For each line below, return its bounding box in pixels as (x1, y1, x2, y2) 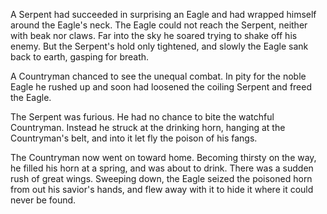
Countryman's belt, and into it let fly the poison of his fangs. (10, 132, 258, 144)
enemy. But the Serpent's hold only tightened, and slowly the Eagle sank (10, 40, 309, 52)
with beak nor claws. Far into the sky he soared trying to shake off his (10, 30, 298, 41)
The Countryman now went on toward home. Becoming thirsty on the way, (10, 152, 317, 163)
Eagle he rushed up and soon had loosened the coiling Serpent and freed (10, 81, 312, 93)
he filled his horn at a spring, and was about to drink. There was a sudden (10, 162, 314, 174)
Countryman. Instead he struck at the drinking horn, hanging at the (10, 122, 286, 133)
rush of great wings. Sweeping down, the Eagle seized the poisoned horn (10, 173, 313, 184)
